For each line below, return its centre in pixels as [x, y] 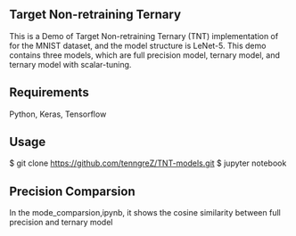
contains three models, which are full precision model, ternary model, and [145, 55]
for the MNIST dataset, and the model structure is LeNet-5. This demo [138, 45]
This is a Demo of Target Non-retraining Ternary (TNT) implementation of [144, 36]
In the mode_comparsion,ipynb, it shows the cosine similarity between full [145, 213]
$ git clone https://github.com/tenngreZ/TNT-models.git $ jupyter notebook [148, 163]
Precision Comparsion [72, 191]
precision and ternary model [61, 223]
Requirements [49, 93]
